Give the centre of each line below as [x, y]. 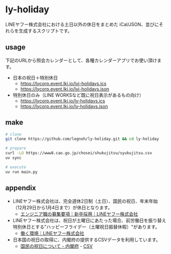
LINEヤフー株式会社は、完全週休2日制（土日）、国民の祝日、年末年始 [85, 201]
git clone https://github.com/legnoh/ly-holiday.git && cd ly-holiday [82, 139]
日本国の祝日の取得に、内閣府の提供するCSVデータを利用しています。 [87, 240]
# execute [16, 167]
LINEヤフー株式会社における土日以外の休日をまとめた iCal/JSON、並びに [82, 24]
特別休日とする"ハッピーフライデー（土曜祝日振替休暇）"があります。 [86, 227]
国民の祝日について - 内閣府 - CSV [57, 246]
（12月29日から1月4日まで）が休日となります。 [62, 207]
